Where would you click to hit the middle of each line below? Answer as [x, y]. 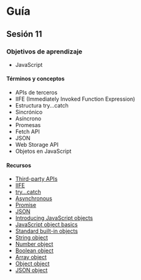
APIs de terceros [36, 93]
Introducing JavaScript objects [54, 218]
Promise [26, 205]
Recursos [19, 165]
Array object [31, 257]
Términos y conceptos [36, 79]
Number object [34, 244]
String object [32, 238]
